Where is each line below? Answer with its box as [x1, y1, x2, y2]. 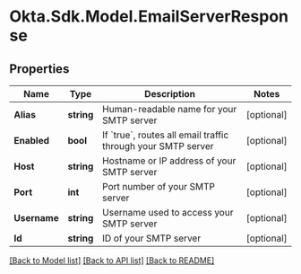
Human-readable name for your [102, 103, 237, 115]
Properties [9, 61, 70, 76]
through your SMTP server [102, 140, 214, 152]
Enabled [13, 135, 50, 146]
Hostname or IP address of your [102, 155, 236, 167]
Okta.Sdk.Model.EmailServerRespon [9, 6, 289, 27]
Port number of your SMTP [102, 181, 216, 192]
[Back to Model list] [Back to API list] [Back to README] [9, 255, 215, 266]
